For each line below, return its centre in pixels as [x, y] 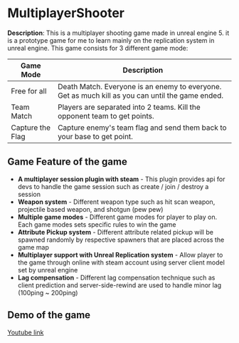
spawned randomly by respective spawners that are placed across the [121, 240]
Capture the [31, 128]
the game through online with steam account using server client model [121, 262]
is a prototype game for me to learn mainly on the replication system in [111, 40]
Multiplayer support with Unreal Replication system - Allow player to [120, 255]
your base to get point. [96, 136]
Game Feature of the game [68, 162]
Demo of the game [49, 315]
